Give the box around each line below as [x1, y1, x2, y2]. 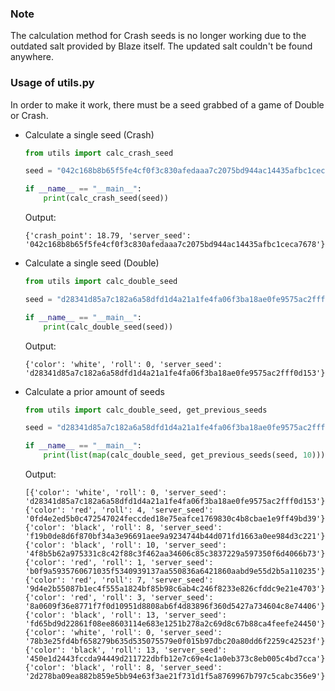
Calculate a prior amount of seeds [24, 385, 165, 397]
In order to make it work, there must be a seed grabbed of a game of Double [10, 98, 325, 111]
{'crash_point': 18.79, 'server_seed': [24, 231, 192, 241]
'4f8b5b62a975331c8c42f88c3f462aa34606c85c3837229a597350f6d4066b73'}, [24, 549, 330, 559]
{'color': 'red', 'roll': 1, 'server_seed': [24, 558, 214, 568]
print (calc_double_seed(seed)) [43, 322, 174, 332]
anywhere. [10, 51, 54, 63]
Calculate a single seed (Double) [24, 257, 160, 269]
